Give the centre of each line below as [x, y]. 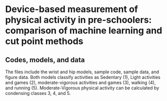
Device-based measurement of [72, 9]
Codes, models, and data [45, 60]
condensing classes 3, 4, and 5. [38, 93]
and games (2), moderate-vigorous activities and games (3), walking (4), [80, 82]
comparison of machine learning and [84, 31]
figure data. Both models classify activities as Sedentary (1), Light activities [83, 77]
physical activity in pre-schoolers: [78, 20]
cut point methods [45, 41]
